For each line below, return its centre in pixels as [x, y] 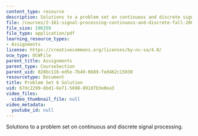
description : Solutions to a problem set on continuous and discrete [93, 17]
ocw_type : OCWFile [29, 55]
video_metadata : [26, 105]
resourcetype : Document [35, 77]
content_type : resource [35, 11]
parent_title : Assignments [39, 61]
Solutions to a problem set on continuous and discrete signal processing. [95, 127]
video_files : [22, 94]
